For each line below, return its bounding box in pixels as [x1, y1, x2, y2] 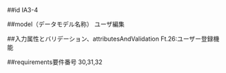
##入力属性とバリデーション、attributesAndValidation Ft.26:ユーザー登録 [7, 34, 214, 43]
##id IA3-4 [7, 6, 39, 14]
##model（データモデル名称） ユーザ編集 [7, 20, 125, 28]
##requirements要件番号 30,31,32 [7, 58, 103, 66]
